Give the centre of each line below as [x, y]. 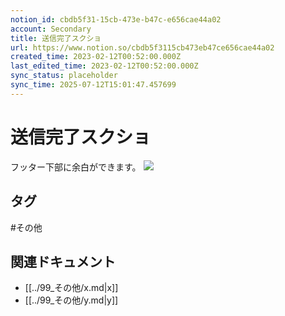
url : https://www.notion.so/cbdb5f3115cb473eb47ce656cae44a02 [142, 47]
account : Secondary [51, 29]
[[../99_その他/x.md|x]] [71, 288]
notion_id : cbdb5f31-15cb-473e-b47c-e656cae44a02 [116, 19]
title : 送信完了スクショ [56, 38]
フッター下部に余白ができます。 [76, 167]
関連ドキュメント [63, 261]
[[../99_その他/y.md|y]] [71, 300]
